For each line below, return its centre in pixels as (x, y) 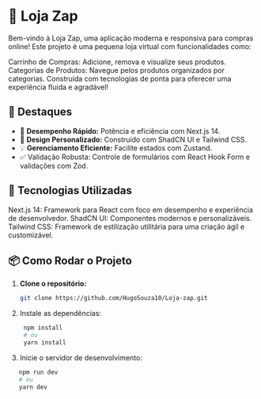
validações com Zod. (54, 165)
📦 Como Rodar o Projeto (70, 260)
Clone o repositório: (53, 283)
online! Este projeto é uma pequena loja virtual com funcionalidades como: (130, 46)
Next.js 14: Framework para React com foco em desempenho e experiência (130, 210)
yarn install (45, 343)
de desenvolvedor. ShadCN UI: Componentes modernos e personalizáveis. (130, 218)
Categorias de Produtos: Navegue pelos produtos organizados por (117, 70)
